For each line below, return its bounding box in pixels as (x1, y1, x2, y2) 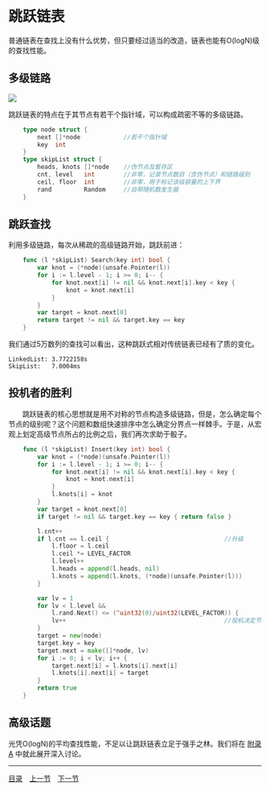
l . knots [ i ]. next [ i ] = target (51, 669, 149, 677)
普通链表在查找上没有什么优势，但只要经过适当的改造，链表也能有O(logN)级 (8, 35, 260, 45)
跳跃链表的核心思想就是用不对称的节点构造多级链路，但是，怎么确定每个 (22, 408, 262, 419)
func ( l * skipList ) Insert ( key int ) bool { (22, 445, 171, 453)
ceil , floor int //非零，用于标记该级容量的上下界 (37, 178, 221, 186)
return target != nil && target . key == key (37, 316, 185, 325)
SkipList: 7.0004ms (8, 362, 81, 371)
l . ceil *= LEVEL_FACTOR (51, 549, 131, 558)
